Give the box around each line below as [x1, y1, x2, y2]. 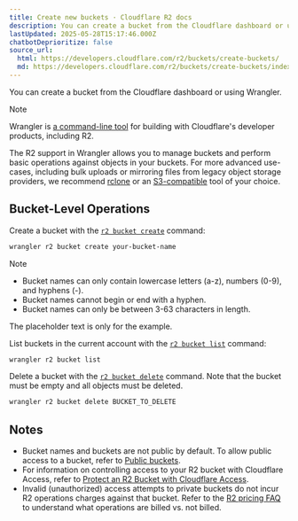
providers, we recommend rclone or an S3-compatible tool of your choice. [9, 175, 281, 186]
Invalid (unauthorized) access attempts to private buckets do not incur [21, 484, 279, 494]
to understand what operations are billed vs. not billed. [21, 502, 222, 513]
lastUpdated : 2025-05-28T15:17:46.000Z [9, 29, 157, 38]
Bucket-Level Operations [9, 201, 151, 217]
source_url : [9, 46, 53, 55]
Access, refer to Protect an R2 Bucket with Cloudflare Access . [21, 474, 249, 485]
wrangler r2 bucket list [9, 355, 101, 364]
